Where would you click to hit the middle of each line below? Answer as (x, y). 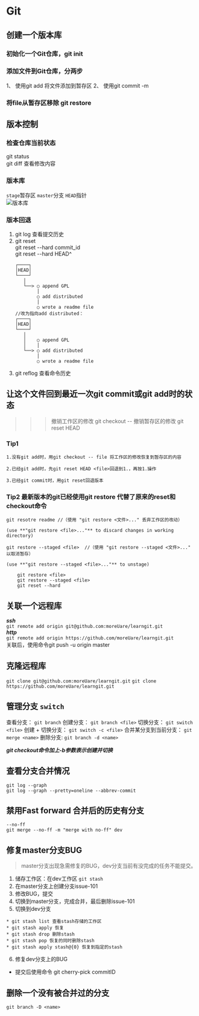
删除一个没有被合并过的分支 (58, 993)
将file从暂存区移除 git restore (49, 103)
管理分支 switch (35, 706)
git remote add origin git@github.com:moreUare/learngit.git (85, 627)
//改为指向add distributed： (49, 314)
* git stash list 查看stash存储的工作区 (54, 922)
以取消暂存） (20, 554)
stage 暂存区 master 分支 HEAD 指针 (47, 195)
